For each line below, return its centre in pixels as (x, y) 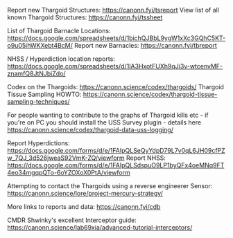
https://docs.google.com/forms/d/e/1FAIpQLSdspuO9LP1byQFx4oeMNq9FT (116, 165)
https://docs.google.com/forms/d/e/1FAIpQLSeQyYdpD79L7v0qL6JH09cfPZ (116, 150)
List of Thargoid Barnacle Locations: (59, 31)
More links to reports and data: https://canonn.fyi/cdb (84, 207)
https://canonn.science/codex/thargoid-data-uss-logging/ (90, 130)
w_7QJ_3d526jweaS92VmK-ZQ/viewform (66, 158)
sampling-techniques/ (39, 102)
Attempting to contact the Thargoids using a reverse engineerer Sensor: (110, 186)
